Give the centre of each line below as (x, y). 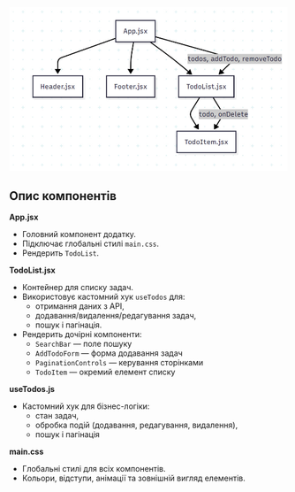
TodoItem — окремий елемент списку (105, 372)
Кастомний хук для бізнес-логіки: (86, 406)
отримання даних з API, (80, 306)
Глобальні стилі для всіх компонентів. (94, 469)
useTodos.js (32, 389)
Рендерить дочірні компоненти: (82, 334)
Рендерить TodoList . (61, 253)
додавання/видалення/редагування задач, (116, 316)
